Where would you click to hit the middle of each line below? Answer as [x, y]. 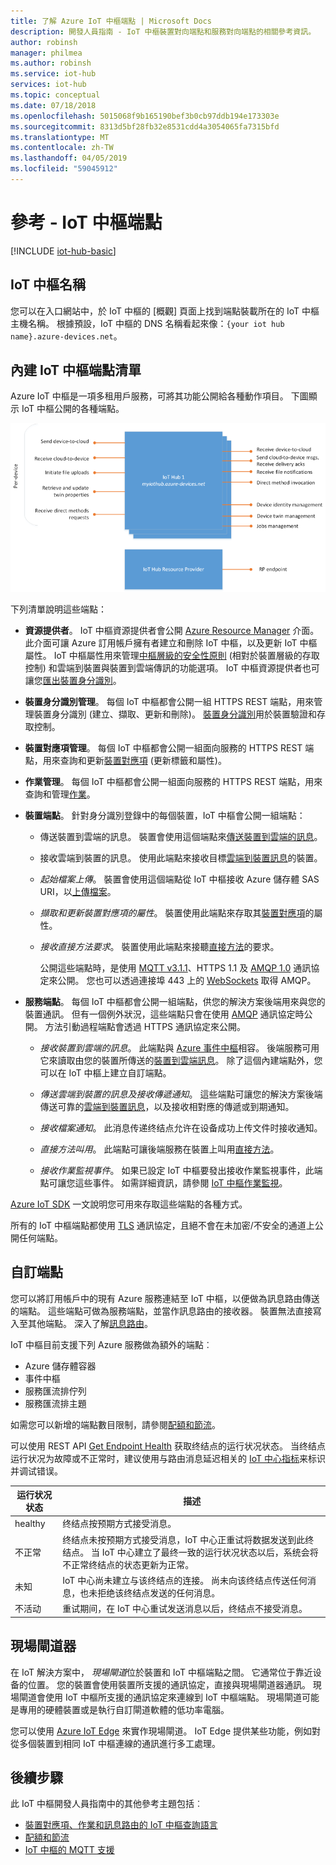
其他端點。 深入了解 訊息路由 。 [90, 1323]
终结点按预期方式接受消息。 [119, 1524]
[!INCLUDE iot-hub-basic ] [63, 251]
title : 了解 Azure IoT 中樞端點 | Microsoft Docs [111, 21]
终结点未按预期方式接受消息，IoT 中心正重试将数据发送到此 [184, 1539]
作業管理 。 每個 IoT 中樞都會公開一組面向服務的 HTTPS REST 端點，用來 [173, 781]
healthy [30, 1523]
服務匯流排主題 [55, 1403]
